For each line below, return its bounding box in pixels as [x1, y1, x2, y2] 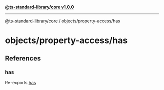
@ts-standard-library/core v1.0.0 [5, 4, 74, 10]
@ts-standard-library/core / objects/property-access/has [5, 18, 121, 24]
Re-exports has [5, 79, 36, 85]
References [5, 54, 41, 62]
